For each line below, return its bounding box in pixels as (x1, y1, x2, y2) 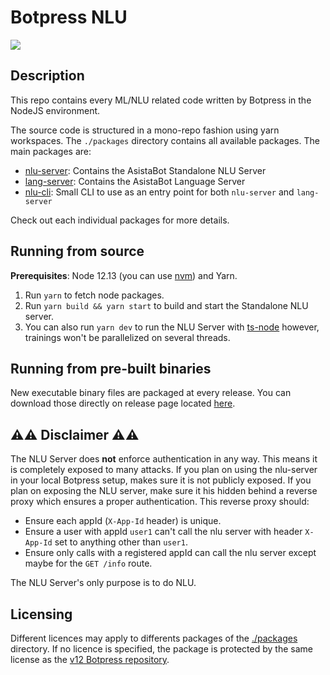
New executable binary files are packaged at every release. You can (10, 387, 292, 399)
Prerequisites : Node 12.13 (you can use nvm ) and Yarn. (10, 269, 238, 281)
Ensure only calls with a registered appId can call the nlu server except (24, 547, 317, 559)
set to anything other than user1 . (54, 536, 188, 548)
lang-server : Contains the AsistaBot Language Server (24, 175, 246, 187)
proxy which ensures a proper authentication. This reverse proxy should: (10, 496, 310, 508)
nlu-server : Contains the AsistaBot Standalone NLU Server (24, 164, 267, 176)
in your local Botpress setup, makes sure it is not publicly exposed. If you (10, 474, 312, 486)
